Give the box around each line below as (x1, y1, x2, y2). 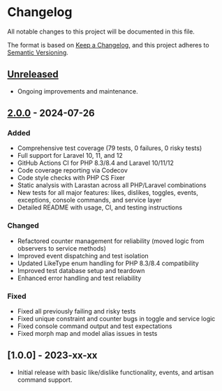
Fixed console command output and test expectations (17, 322, 172, 330)
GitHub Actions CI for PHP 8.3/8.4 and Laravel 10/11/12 (17, 158, 175, 168)
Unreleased (7, 68, 59, 80)
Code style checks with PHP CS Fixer (17, 174, 126, 182)
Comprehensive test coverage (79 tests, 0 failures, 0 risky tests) (17, 144, 202, 152)
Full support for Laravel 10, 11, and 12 (17, 152, 124, 160)
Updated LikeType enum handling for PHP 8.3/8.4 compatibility (17, 259, 199, 267)
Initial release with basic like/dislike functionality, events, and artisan (17, 368, 214, 376)
